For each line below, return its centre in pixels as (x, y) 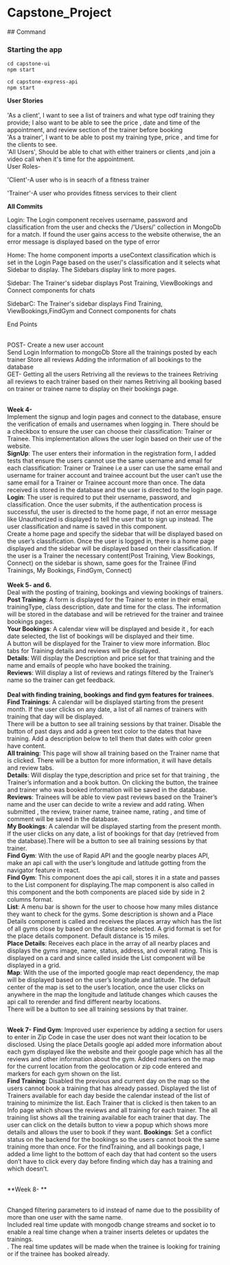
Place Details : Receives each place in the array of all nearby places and (109, 944)
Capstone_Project (59, 13)
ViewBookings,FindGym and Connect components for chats (92, 311)
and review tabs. (31, 768)
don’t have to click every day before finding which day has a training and (110, 1162)
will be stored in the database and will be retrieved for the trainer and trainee (115, 615)
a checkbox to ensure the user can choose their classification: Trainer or (110, 432)
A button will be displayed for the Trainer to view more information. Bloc (109, 644)
